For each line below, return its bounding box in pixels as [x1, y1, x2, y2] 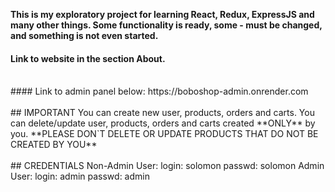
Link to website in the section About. [10, 52, 166, 64]
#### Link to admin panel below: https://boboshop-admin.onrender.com [10, 85, 309, 98]
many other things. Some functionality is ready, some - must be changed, [10, 19, 323, 31]
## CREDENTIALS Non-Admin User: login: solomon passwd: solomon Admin [10, 160, 325, 172]
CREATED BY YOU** [10, 139, 98, 151]
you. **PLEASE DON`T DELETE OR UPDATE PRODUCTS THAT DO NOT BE [10, 128, 319, 140]
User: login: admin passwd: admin [10, 170, 150, 183]
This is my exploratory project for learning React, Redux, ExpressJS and [10, 9, 315, 20]
